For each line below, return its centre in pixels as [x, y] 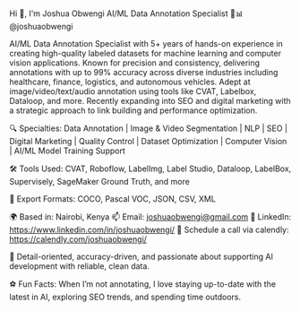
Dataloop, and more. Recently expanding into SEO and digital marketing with [150, 101]
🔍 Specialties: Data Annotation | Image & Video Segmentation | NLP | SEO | [149, 128]
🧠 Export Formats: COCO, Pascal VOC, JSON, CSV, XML [113, 199]
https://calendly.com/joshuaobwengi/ [78, 239]
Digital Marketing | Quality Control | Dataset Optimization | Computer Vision [148, 141]
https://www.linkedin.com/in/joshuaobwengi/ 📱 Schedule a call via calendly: [149, 229]
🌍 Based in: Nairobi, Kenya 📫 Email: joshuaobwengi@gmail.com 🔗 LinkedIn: [150, 217]
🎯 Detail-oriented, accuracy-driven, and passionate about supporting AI [141, 256]
